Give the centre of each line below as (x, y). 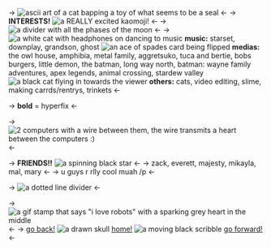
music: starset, (210, 38)
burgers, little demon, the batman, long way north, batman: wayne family (130, 64)
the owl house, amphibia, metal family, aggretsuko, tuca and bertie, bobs (130, 56)
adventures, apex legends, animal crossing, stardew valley (106, 73)
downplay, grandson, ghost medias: (134, 47)
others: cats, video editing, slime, (205, 82)
